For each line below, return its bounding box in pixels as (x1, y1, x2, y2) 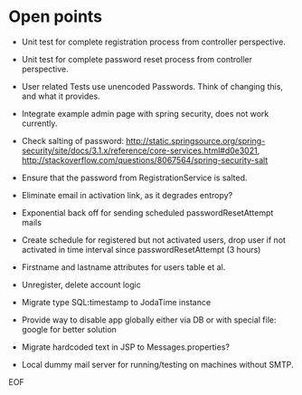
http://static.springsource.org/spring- (125, 135, 266, 146)
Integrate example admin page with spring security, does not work (21, 108, 269, 119)
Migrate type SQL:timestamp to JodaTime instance (21, 296, 212, 307)
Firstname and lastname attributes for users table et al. (21, 261, 226, 273)
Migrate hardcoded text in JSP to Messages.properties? (21, 342, 230, 352)
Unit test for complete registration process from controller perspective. (21, 36, 286, 47)
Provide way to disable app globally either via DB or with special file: (21, 314, 277, 325)
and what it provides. (21, 91, 100, 101)
